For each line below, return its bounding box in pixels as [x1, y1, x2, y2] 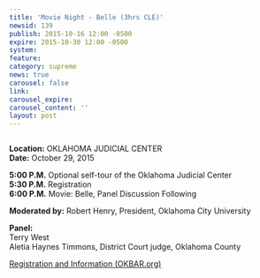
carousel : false [9, 79, 69, 87]
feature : [9, 54, 42, 63]
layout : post [9, 111, 57, 120]
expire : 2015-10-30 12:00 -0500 [9, 37, 128, 47]
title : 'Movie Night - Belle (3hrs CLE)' [9, 12, 164, 22]
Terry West [9, 232, 50, 243]
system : [9, 46, 38, 55]
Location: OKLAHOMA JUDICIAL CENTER [9, 143, 163, 154]
